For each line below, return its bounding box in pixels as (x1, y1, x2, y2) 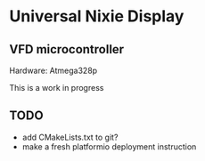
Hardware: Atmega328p (9, 65, 98, 76)
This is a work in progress (9, 83, 104, 93)
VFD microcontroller (9, 42, 125, 57)
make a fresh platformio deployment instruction (21, 141, 197, 152)
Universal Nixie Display (9, 6, 184, 27)
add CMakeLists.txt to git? (21, 132, 119, 142)
